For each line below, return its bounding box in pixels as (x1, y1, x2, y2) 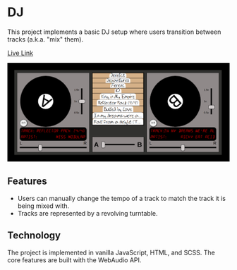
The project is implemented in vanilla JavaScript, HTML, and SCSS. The (7, 248, 215, 257)
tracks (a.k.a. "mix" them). (7, 35, 83, 43)
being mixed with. (17, 202, 70, 210)
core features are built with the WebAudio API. (7, 255, 142, 264)
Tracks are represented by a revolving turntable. (17, 209, 158, 217)
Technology (7, 230, 61, 242)
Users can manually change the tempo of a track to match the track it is (17, 194, 226, 202)
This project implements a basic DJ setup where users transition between (7, 27, 221, 36)
